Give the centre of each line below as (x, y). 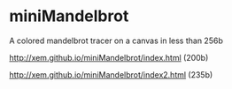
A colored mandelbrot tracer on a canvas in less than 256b (116, 41)
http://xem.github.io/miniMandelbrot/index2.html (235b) (111, 74)
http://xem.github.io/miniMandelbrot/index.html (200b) (109, 57)
